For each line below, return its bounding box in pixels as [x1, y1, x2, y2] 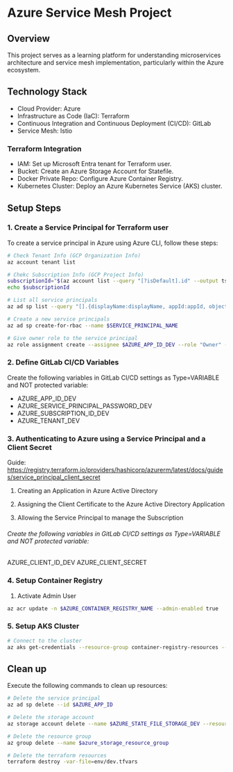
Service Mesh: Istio [17, 127, 73, 135]
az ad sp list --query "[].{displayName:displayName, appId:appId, [7, 303, 207, 310]
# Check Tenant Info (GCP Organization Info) [7, 252, 141, 259]
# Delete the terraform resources [7, 752, 107, 759]
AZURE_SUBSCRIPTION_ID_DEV [17, 409, 110, 417]
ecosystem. [7, 66, 41, 74]
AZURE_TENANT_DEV [17, 416, 80, 425]
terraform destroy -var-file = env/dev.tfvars [7, 758, 138, 766]
